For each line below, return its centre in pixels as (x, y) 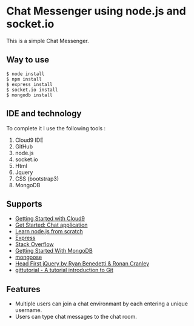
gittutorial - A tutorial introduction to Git (64, 270)
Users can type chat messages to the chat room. (76, 317)
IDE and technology (44, 114)
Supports (24, 204)
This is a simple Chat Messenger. (48, 41)
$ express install (29, 84)
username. (28, 310)
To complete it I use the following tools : (56, 128)
